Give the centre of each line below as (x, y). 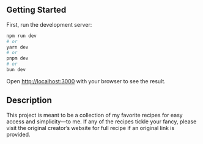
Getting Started (36, 10)
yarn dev (17, 47)
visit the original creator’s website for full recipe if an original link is (90, 128)
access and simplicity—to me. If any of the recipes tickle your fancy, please (102, 122)
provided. (18, 134)
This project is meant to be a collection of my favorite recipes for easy (94, 115)
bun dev (16, 70)
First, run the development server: (49, 24)
